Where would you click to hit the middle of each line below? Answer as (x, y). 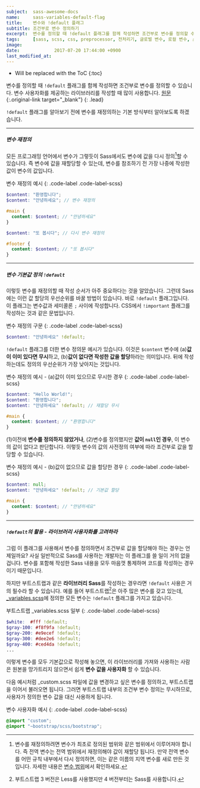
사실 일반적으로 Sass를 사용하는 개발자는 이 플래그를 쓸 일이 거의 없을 (110, 556)
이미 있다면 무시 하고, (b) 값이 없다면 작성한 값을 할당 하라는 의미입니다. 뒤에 (98, 356)
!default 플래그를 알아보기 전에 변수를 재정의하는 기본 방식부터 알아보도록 (92, 111)
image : (14, 45)
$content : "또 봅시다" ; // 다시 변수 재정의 (55, 233)
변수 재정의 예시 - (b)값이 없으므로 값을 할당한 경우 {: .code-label (82, 467)
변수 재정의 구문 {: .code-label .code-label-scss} (65, 326)
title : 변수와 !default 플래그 (45, 23)
